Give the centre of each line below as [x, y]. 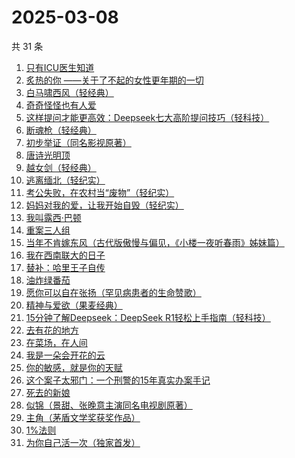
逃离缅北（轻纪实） [65, 180]
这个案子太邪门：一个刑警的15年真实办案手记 [118, 380]
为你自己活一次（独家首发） [83, 442]
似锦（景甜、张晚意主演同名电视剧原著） [109, 405]
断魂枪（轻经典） [61, 130]
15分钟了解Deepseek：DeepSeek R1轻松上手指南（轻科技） [148, 317]
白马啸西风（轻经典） [69, 92]
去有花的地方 [52, 330]
